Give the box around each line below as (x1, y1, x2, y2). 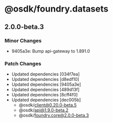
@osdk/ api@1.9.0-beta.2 (18, 108, 69, 113)
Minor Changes (4, 37, 42, 44)
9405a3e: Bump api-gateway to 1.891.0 (11, 48, 90, 54)
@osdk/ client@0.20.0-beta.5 (18, 102, 77, 108)
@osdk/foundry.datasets (4, 3, 109, 15)
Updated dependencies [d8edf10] (11, 77, 80, 82)
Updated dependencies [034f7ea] (11, 71, 80, 77)
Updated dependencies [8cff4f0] (11, 92, 78, 98)
